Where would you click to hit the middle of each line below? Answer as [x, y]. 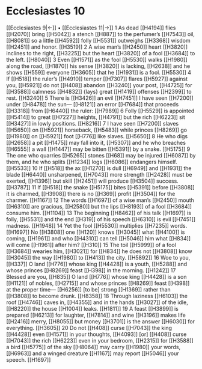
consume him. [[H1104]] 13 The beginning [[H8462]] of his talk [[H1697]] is [99, 213]
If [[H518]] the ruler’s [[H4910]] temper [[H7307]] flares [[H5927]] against [97, 79]
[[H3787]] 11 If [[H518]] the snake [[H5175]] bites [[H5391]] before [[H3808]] [100, 187]
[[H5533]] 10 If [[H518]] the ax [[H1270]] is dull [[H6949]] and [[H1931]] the [99, 168]
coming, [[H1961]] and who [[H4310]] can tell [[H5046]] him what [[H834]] [99, 238]
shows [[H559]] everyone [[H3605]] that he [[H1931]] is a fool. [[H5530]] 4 [99, 72]
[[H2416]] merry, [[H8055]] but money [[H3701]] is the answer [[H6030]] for [101, 321]
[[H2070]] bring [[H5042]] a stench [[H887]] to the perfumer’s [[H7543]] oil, [101, 34]
